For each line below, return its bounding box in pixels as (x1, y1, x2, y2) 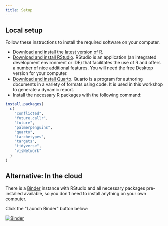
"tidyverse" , (14, 144, 42, 149)
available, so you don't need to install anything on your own (24, 190, 147, 196)
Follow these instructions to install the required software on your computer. (5, 39, 160, 45)
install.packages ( (5, 102, 44, 107)
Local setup (5, 26, 43, 35)
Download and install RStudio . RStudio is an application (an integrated (12, 54, 157, 60)
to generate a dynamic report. (12, 87, 74, 93)
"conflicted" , (14, 111, 44, 116)
